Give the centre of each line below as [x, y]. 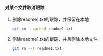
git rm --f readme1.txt [37, 49]
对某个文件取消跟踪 [25, 7]
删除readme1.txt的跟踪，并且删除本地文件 [55, 39]
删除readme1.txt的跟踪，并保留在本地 [51, 19]
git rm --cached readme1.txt [43, 29]
